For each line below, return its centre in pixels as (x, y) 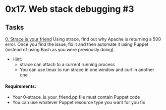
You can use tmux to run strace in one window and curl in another (87, 70)
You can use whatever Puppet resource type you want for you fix (79, 103)
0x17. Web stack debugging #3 (70, 9)
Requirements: (21, 86)
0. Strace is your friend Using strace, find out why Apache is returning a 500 (83, 39)
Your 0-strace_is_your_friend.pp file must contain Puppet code (76, 97)
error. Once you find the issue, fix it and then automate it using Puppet (77, 44)
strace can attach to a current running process (67, 64)
